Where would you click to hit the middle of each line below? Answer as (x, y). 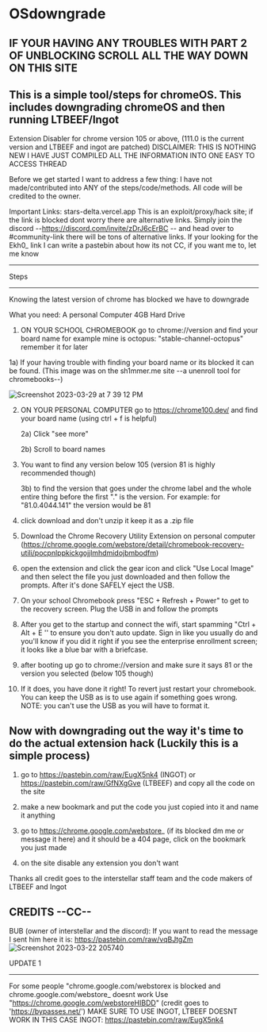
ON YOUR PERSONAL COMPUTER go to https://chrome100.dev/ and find (139, 410)
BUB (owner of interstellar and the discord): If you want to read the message (133, 931)
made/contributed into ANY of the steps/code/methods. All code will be (126, 188)
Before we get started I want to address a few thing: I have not (111, 179)
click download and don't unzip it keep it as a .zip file (107, 521)
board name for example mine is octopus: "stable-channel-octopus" (132, 339)
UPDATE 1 (25, 963)
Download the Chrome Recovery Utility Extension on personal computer (138, 536)
